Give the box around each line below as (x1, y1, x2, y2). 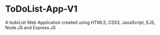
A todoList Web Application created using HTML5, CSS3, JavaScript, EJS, (5, 19, 156, 25)
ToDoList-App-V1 (5, 3, 78, 15)
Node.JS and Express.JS (5, 24, 56, 30)
